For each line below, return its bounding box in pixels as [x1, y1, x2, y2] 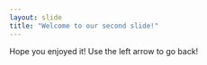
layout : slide [9, 12, 63, 22]
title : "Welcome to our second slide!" [9, 21, 159, 30]
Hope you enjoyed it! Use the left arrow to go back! [9, 45, 199, 56]
